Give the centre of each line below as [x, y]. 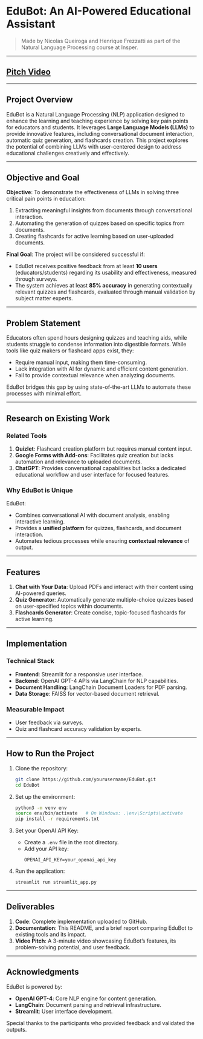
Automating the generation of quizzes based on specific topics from [100, 223]
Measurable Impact [35, 709]
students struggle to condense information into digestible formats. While [96, 345]
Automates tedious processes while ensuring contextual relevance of [102, 541]
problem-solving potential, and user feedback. [73, 947]
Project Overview [40, 100]
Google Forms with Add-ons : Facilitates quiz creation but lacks [94, 455]
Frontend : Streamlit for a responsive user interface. [79, 674]
